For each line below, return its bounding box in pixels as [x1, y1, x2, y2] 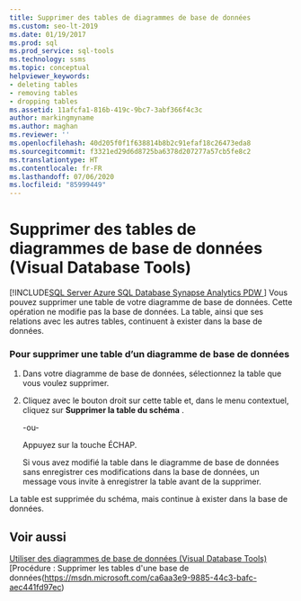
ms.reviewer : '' [9, 130, 70, 139]
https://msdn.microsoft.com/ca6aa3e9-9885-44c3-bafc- [44, 572, 258, 583]
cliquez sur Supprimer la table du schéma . [22, 405, 184, 416]
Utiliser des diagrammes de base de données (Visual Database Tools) [9, 553, 268, 564]
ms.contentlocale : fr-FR [9, 164, 102, 173]
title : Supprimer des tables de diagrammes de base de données [9, 13, 252, 22]
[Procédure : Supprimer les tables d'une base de [9, 563, 190, 574]
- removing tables [9, 88, 78, 97]
